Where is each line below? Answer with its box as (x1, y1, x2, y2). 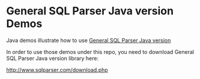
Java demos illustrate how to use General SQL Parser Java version (6, 37, 171, 44)
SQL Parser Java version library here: (6, 54, 99, 62)
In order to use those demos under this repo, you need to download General (6, 48, 194, 55)
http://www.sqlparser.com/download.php (6, 66, 108, 73)
